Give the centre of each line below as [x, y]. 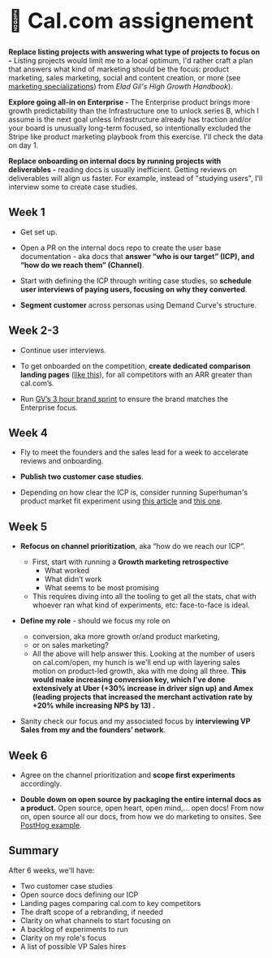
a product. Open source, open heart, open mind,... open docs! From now [142, 808]
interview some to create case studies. [73, 187]
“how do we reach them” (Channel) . [82, 265]
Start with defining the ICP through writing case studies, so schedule [136, 280]
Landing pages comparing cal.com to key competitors [110, 903]
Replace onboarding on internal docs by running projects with [115, 161]
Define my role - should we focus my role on [95, 621]
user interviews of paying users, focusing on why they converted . [134, 289]
